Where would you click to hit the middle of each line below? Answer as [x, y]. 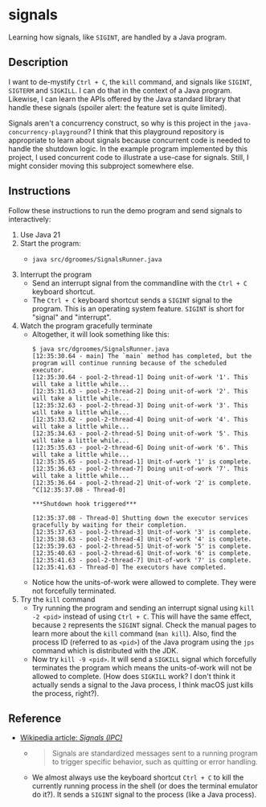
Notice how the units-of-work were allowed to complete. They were [144, 582]
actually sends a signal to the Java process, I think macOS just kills [143, 685]
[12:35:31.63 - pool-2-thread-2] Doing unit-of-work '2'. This [140, 391]
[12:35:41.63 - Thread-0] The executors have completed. [129, 567]
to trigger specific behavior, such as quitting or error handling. [155, 762]
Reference [35, 718]
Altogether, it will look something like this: [101, 334]
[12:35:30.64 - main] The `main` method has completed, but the [142, 356]
